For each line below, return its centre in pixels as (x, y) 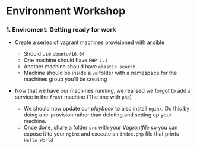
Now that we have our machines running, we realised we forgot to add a (103, 91)
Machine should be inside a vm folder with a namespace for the (100, 73)
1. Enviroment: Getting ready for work (61, 30)
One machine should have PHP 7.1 (66, 60)
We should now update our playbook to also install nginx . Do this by (107, 109)
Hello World (38, 141)
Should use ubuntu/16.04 (54, 54)
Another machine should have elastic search (80, 67)
